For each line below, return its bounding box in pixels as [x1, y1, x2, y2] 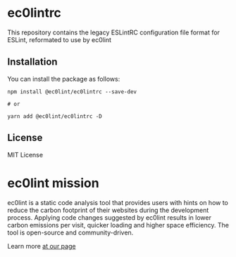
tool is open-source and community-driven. [7, 228, 134, 237]
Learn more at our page [7, 242, 76, 250]
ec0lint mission [7, 175, 100, 191]
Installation [7, 56, 58, 68]
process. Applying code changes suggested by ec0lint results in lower [7, 213, 211, 222]
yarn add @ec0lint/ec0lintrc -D [7, 112, 102, 120]
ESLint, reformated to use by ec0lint [7, 35, 111, 44]
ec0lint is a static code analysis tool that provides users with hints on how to [7, 198, 229, 206]
